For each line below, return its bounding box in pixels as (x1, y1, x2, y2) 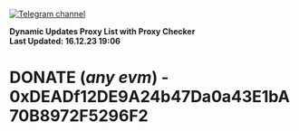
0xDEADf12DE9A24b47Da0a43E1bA (9, 87, 290, 108)
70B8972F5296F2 (9, 106, 149, 126)
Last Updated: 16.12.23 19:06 (9, 36, 121, 46)
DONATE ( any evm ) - (9, 68, 169, 88)
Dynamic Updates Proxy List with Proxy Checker (9, 26, 196, 36)
